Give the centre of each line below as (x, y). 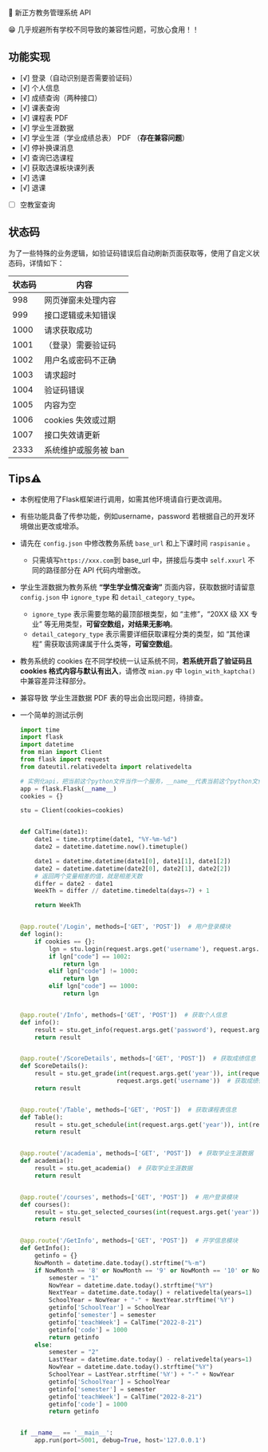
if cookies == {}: (65, 942)
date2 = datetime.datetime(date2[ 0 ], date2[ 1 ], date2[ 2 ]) (133, 869)
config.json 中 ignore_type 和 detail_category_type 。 (109, 597)
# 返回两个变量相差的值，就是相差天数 (89, 876)
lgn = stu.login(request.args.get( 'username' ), (129, 949)
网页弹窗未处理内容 (81, 300)
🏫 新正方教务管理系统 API (50, 12)
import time (39, 730)
